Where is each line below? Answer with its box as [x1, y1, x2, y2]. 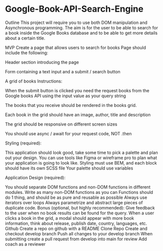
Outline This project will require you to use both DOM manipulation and [5, 20, 148, 25]
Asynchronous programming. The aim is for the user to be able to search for [5, 24, 158, 30]
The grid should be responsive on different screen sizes [5, 121, 118, 127]
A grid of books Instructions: [5, 78, 62, 84]
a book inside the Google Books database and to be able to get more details [5, 30, 158, 36]
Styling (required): [5, 140, 41, 146]
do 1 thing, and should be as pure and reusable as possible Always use [5, 194, 147, 200]
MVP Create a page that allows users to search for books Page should [5, 44, 146, 50]
